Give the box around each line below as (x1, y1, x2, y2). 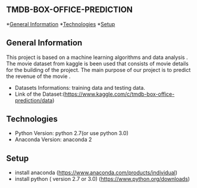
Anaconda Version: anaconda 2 (14, 136, 92, 143)
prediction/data (14, 96, 53, 104)
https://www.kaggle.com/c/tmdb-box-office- (64, 90, 175, 98)
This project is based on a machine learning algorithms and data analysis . (6, 54, 188, 61)
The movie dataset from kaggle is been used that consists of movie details (6, 59, 189, 67)
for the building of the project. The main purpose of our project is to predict (6, 66, 191, 73)
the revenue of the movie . (6, 73, 71, 80)
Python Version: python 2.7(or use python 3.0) (14, 130, 129, 137)
